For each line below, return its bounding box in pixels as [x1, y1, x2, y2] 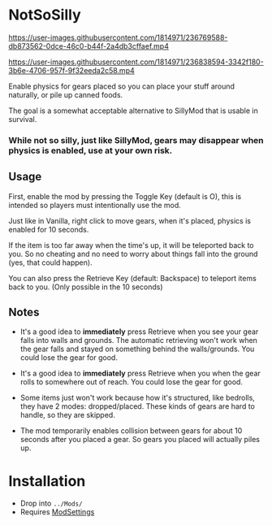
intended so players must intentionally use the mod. [8, 200, 181, 210]
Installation [8, 471, 86, 490]
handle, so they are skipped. [19, 410, 115, 420]
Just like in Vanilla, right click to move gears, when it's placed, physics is [8, 215, 252, 225]
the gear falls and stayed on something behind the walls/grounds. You [19, 344, 255, 354]
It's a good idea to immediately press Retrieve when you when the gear [19, 368, 261, 379]
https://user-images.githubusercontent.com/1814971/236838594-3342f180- [8, 57, 264, 67]
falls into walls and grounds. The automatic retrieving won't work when [19, 336, 258, 345]
